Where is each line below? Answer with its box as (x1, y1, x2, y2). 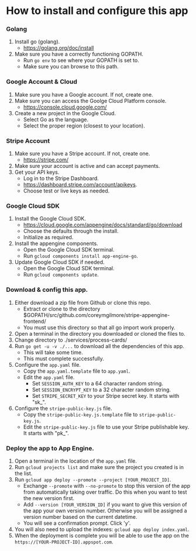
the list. (14, 470, 33, 477)
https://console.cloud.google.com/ (23, 104, 107, 111)
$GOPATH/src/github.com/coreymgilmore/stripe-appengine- (23, 311, 170, 318)
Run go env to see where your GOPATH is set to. (23, 57, 139, 64)
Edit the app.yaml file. (23, 373, 75, 381)
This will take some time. (23, 349, 83, 356)
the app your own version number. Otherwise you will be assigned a (23, 507, 187, 514)
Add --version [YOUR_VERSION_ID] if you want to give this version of (23, 501, 187, 508)
